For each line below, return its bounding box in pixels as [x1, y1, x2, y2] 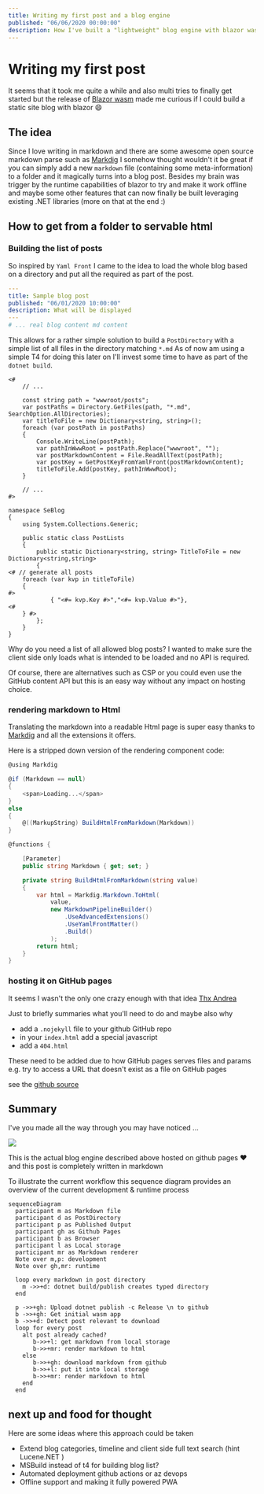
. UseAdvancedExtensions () [64, 913, 149, 921]
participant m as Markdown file [15, 1207, 122, 1215]
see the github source [8, 1079, 79, 1089]
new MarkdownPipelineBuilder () [49, 906, 153, 914]
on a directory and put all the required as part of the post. [8, 269, 194, 279]
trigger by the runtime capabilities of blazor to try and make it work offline [8, 180, 247, 190]
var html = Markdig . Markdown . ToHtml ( [36, 891, 159, 899]
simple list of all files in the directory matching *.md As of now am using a [8, 344, 245, 353]
